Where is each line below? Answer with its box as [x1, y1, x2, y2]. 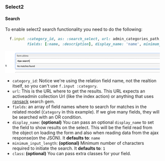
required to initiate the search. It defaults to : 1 [12, 145, 106, 151]
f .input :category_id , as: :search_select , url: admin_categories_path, [9, 37, 162, 42]
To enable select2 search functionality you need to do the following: [5, 26, 143, 32]
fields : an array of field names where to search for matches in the [12, 104, 147, 110]
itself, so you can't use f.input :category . [12, 83, 98, 89]
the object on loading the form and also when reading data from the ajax [12, 130, 159, 136]
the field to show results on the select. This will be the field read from [12, 125, 153, 131]
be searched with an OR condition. [12, 114, 82, 120]
